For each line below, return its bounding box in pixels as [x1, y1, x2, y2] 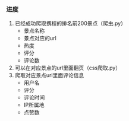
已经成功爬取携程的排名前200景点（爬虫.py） [14, 20, 127, 27]
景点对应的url [23, 34, 56, 42]
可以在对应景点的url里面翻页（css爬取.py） [14, 64, 121, 72]
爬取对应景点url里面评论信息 [14, 72, 84, 79]
